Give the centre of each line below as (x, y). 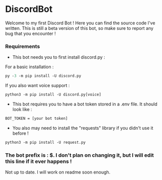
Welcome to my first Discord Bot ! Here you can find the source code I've (80, 23)
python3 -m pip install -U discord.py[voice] (53, 95)
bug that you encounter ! (31, 33)
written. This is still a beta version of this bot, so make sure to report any (79, 28)
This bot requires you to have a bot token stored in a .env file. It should (85, 104)
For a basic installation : (29, 67)
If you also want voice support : (37, 86)
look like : (22, 109)
